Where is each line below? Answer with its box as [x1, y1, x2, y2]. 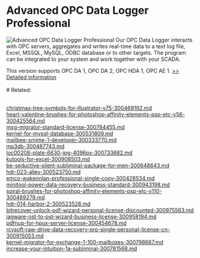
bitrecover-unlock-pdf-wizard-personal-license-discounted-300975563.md [6, 206, 194, 213]
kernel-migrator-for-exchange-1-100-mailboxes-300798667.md [6, 238, 163, 245]
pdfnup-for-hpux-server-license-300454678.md [6, 219, 127, 226]
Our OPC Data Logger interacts [115, 36, 193, 43]
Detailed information [6, 73, 57, 81]
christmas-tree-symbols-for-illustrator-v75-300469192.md [6, 104, 152, 111]
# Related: [6, 86, 32, 93]
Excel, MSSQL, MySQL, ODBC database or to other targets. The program [6, 49, 186, 56]
